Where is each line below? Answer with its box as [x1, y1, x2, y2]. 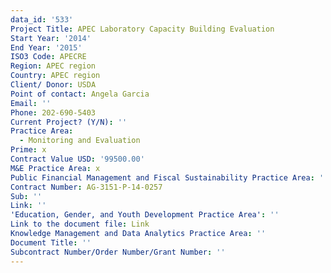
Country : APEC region [10, 71, 101, 81]
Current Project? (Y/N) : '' [10, 117, 128, 127]
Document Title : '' [10, 237, 92, 248]
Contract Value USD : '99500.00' [10, 154, 145, 164]
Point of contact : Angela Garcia [10, 89, 150, 99]
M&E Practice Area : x [10, 163, 101, 173]
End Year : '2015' [10, 42, 83, 53]
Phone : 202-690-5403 [10, 107, 97, 118]
